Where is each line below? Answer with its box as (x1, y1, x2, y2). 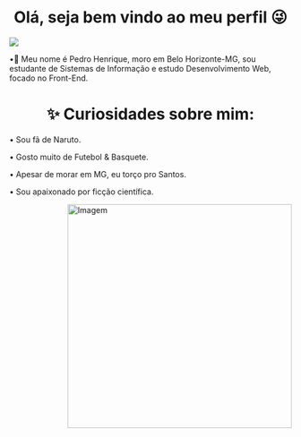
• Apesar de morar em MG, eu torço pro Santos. (9, 168, 186, 179)
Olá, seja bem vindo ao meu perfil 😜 (13, 7, 288, 28)
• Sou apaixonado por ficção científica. (9, 186, 154, 197)
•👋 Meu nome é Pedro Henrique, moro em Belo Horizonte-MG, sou (9, 53, 257, 64)
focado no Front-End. (9, 73, 89, 83)
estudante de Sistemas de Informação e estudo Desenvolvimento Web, (9, 63, 271, 73)
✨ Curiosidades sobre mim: (46, 104, 255, 124)
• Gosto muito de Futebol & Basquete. (9, 151, 150, 162)
